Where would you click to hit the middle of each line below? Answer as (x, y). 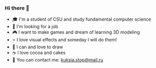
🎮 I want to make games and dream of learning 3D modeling (76, 32)
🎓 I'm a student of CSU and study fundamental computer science (82, 19)
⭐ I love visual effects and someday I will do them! (65, 40)
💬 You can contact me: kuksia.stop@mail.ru (58, 60)
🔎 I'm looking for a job (35, 27)
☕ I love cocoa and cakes (39, 53)
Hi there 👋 (17, 8)
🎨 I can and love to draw (37, 47)
